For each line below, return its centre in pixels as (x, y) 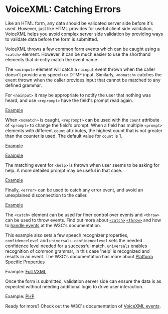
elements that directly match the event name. (52, 59)
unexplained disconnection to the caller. (46, 195)
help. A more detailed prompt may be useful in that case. (64, 170)
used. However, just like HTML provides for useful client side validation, (79, 28)
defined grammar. (24, 85)
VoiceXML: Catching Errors (63, 9)
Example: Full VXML (26, 271)
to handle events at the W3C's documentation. (53, 225)
